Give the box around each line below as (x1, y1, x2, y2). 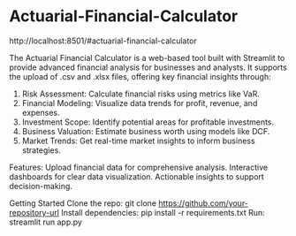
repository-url (9, 207, 60, 217)
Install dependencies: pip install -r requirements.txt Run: (61, 207, 265, 217)
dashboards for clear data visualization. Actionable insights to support (9, 171, 265, 182)
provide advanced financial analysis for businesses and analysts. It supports (9, 62, 287, 72)
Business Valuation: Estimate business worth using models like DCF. (21, 126, 270, 136)
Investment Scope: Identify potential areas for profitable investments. (21, 117, 275, 127)
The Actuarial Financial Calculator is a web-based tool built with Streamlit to (9, 52, 285, 63)
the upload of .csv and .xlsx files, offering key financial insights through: (9, 71, 271, 81)
